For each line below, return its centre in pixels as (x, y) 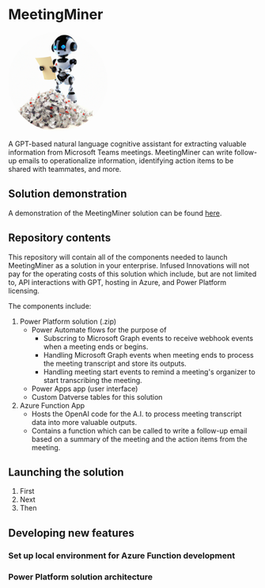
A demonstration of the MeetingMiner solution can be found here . (115, 213)
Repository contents (60, 238)
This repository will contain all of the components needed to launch (118, 257)
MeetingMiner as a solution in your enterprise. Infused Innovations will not (129, 265)
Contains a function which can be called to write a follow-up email (139, 431)
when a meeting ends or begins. (96, 347)
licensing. (24, 290)
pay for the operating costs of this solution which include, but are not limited (132, 274)
